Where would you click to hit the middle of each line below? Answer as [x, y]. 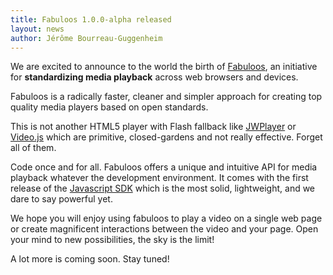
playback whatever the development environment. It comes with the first [159, 178]
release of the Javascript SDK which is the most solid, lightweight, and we [163, 188]
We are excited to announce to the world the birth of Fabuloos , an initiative [164, 67]
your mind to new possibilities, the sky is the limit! [112, 240]
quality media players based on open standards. [109, 107]
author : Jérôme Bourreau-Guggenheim [86, 38]
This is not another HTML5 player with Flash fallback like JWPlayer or [153, 127]
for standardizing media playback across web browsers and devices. [154, 77]
